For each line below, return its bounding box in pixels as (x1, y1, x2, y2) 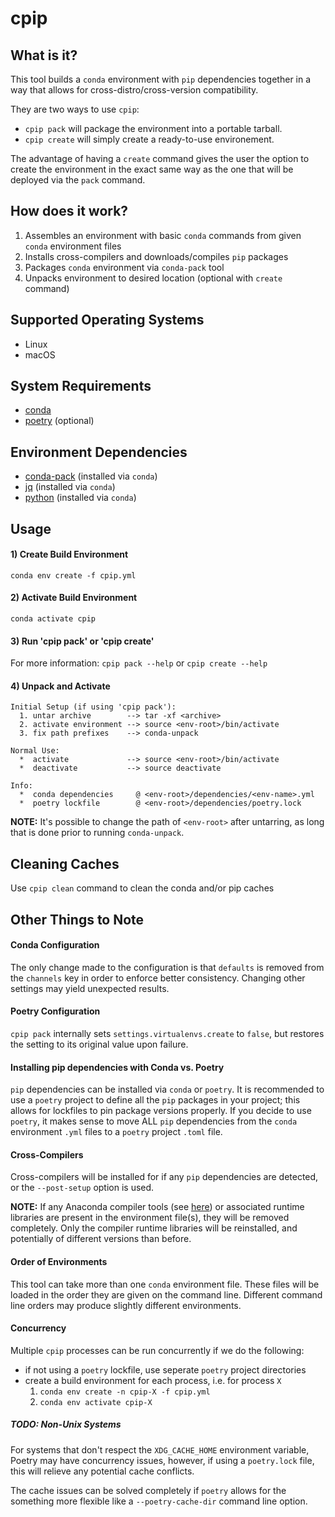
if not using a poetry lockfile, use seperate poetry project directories (24, 1363, 307, 1376)
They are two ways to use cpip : (10, 103, 140, 115)
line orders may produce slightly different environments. (10, 1299, 242, 1311)
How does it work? (10, 203, 129, 220)
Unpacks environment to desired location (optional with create (24, 272, 283, 284)
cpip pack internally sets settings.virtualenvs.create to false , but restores (10, 1028, 325, 1040)
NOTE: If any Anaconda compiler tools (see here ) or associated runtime (10, 1201, 305, 1213)
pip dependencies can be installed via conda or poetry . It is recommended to (10, 1083, 325, 1096)
